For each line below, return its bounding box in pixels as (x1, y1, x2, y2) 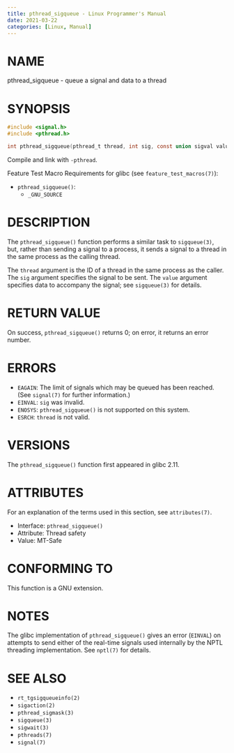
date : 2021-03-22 (7, 17, 58, 24)
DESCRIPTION (7, 214, 91, 230)
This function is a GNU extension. (7, 583, 104, 592)
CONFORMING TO (7, 560, 114, 576)
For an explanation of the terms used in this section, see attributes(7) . (7, 507, 212, 516)
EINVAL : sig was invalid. (17, 398, 85, 406)
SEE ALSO (7, 671, 67, 686)
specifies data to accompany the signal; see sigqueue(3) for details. (7, 281, 202, 289)
